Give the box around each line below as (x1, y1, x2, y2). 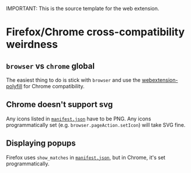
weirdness (6, 38, 58, 51)
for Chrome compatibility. (23, 83, 85, 89)
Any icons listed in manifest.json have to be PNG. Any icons (6, 115, 151, 122)
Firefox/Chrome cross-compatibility (6, 26, 185, 39)
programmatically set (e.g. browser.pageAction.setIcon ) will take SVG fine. (6, 121, 186, 128)
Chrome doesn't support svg (6, 99, 113, 110)
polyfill (6, 83, 22, 89)
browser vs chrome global (6, 61, 95, 71)
